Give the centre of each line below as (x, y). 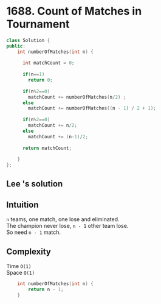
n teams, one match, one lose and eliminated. (63, 219)
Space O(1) (21, 273)
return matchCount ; (47, 148)
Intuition (22, 204)
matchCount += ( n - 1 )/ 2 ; (58, 136)
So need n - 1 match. (34, 232)
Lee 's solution (35, 184)
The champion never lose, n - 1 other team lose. (67, 226)
